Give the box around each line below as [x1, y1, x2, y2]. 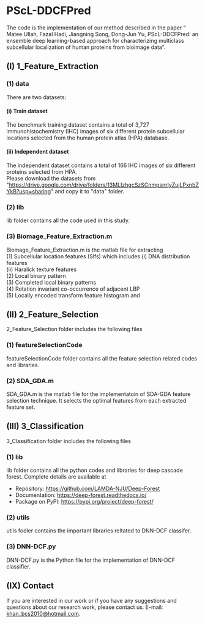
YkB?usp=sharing [6, 188, 51, 195]
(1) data [6, 80, 29, 88]
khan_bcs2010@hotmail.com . [6, 610, 81, 617]
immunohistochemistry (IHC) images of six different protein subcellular [6, 127, 185, 135]
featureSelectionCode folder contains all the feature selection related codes [6, 354, 198, 362]
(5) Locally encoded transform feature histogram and [6, 291, 141, 299]
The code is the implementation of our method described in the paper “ [6, 24, 186, 31]
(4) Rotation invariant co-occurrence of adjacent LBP [6, 285, 140, 293]
